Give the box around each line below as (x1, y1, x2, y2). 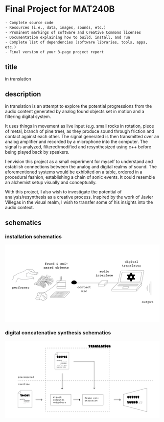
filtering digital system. (5, 114, 51, 119)
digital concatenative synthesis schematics (5, 329, 111, 336)
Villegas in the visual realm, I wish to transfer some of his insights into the (5, 199, 153, 205)
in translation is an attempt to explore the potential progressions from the (5, 103, 152, 109)
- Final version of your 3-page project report (5, 49, 104, 54)
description (5, 90, 41, 98)
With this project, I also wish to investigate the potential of (5, 188, 122, 194)
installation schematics (5, 233, 62, 240)
